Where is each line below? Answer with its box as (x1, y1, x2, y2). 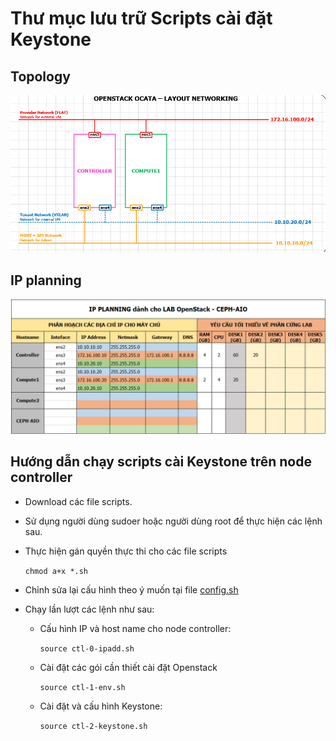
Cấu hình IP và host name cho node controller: (39, 622, 232, 634)
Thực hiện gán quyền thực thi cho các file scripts (24, 545, 228, 557)
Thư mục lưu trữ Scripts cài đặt (10, 7, 273, 30)
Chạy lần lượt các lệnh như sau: (24, 603, 155, 615)
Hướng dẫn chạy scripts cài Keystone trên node (10, 453, 312, 471)
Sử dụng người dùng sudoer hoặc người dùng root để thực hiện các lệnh (24, 515, 323, 527)
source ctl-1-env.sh (39, 682, 126, 692)
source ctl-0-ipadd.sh (39, 643, 135, 654)
